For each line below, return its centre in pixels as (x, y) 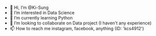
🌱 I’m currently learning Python (41, 18)
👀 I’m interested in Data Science (42, 13)
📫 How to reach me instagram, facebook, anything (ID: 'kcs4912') (77, 28)
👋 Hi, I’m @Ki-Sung (29, 8)
